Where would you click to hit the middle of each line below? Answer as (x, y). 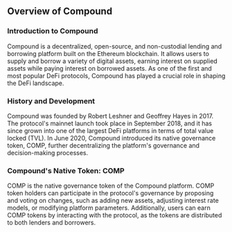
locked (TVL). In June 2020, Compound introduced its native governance (111, 138)
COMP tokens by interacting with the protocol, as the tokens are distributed (115, 215)
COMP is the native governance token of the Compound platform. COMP (111, 186)
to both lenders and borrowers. (52, 223)
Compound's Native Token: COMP (66, 170)
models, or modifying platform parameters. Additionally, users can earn (109, 208)
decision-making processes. (48, 152)
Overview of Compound (60, 11)
